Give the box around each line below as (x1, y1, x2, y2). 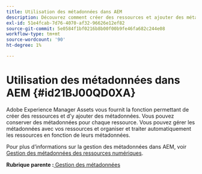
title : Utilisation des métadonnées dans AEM (6, 8, 122, 15)
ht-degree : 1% (6, 43, 42, 49)
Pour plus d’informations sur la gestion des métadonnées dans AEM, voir (6, 143, 187, 150)
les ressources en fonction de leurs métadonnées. (6, 131, 130, 139)
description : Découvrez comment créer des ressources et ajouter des (6, 14, 185, 20)
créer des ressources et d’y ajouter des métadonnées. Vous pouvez (6, 112, 174, 119)
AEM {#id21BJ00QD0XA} (6, 86, 136, 100)
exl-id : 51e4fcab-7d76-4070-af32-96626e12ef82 (6, 20, 125, 26)
